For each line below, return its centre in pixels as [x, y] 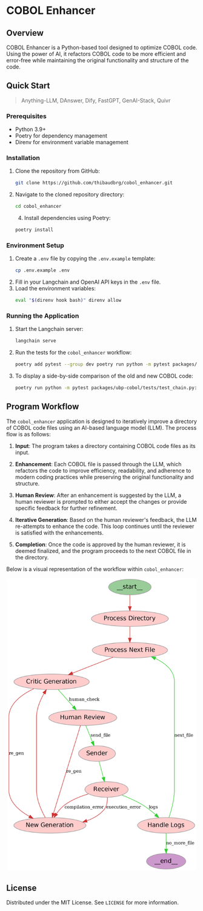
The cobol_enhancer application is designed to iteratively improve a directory [101, 421]
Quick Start [28, 86]
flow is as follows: [28, 434]
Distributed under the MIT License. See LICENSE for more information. [92, 903]
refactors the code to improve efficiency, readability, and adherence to [103, 470]
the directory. [32, 557]
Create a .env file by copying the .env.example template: [85, 259]
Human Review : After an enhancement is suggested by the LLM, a [98, 495]
